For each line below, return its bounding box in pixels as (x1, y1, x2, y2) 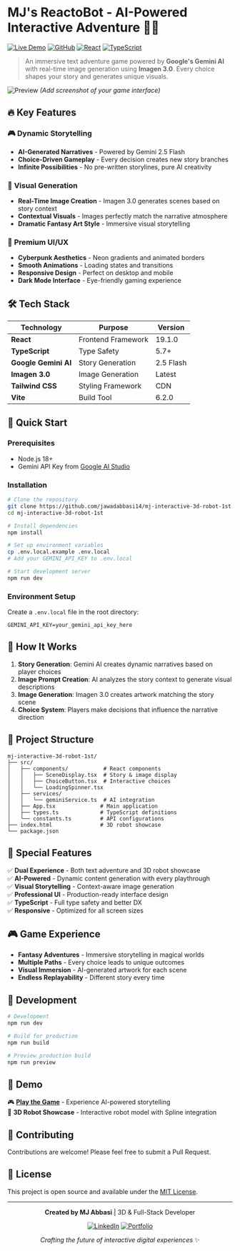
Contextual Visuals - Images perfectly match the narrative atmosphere (17, 211, 228, 220)
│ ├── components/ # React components (7, 765, 161, 772)
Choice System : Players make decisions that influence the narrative (17, 705, 219, 714)
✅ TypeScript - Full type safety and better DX (7, 898, 143, 907)
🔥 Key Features (7, 106, 77, 119)
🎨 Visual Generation (7, 180, 78, 190)
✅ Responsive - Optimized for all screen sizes (7, 906, 144, 915)
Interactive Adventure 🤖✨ (7, 19, 160, 36)
